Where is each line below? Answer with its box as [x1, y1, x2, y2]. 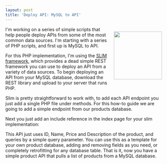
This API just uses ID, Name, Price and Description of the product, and [5, 131, 154, 137]
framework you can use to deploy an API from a [5, 63, 106, 69]
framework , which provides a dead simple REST [5, 58, 107, 64]
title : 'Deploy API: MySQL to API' [5, 12, 81, 17]
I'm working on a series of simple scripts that [5, 26, 100, 32]
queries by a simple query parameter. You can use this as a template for [5, 136, 157, 143]
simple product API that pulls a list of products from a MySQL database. [5, 153, 157, 159]
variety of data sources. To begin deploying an [5, 68, 104, 75]
